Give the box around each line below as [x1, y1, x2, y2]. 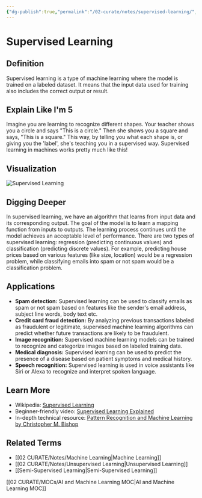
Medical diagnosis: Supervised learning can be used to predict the [14, 348, 182, 355]
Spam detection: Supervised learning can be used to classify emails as [14, 297, 192, 304]
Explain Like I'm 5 [6, 105, 73, 115]
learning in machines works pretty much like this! [6, 146, 128, 153]
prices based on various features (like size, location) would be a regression [6, 251, 192, 259]
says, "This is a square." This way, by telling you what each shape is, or [6, 134, 183, 141]
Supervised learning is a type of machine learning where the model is [6, 75, 179, 82]
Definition [6, 58, 44, 69]
